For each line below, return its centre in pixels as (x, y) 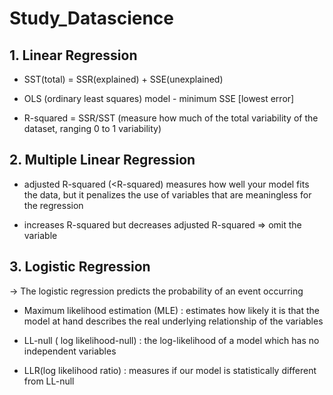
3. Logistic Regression (80, 267)
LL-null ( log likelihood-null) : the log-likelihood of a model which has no (171, 340)
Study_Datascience (92, 18)
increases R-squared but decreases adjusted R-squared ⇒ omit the (162, 224)
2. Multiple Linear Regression (102, 160)
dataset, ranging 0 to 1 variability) (92, 128)
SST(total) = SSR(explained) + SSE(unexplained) (123, 79)
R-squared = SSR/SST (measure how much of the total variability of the (171, 118)
